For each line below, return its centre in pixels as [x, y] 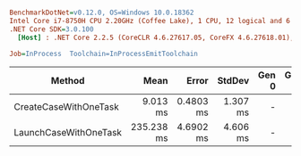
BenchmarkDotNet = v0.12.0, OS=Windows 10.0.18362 [102, 12]
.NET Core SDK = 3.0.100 [52, 29]
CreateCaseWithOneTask [66, 107]
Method [68, 81]
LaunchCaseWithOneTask [68, 133]
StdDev [233, 81]
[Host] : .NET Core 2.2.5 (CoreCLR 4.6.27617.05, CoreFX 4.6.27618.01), [156, 37]
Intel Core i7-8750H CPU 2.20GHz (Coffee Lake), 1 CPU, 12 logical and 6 [150, 21]
